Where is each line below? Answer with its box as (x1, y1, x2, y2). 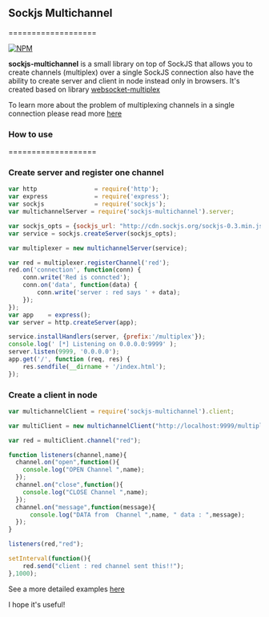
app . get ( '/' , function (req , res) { (8, 355, 130, 364)
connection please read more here (8, 108, 122, 118)
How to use (8, 129, 54, 140)
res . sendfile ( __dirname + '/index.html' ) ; (22, 362, 167, 370)
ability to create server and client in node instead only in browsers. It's (8, 76, 240, 85)
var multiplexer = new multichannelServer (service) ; (8, 244, 188, 252)
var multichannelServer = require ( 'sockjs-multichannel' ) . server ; (8, 208, 235, 216)
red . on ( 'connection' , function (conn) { (8, 266, 142, 274)
